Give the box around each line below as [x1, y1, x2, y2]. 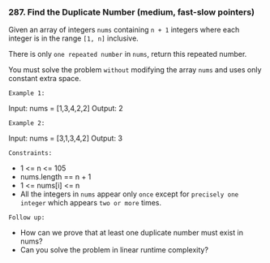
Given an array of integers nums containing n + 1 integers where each [8, 25, 240, 35]
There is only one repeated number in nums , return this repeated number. [8, 50, 247, 59]
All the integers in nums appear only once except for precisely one [19, 189, 239, 199]
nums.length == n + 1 [19, 172, 92, 182]
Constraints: [8, 149, 53, 157]
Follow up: [8, 213, 45, 222]
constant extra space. [8, 74, 81, 84]
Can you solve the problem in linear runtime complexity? [19, 245, 209, 255]
